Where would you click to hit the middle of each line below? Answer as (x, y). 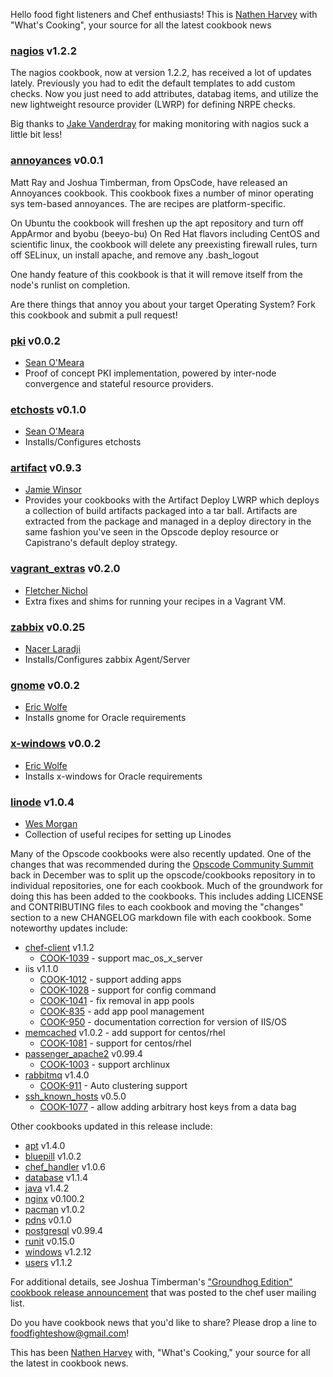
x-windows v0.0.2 (56, 744)
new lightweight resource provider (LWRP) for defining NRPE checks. (153, 105)
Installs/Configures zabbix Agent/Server (107, 660)
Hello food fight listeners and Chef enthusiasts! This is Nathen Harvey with (164, 14)
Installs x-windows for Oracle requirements (113, 776)
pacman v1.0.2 (54, 1209)
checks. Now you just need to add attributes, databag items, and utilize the (164, 94)
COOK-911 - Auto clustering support (113, 1085)
